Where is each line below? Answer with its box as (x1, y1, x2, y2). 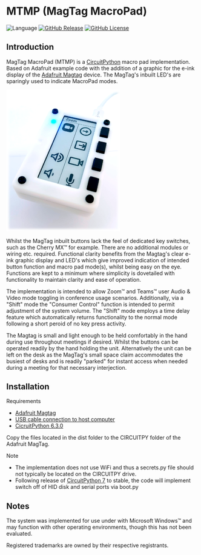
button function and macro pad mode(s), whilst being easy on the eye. (6, 263, 182, 270)
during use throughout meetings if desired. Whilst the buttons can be (6, 338, 179, 346)
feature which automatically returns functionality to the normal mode (6, 313, 177, 321)
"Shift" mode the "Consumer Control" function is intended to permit (6, 301, 175, 308)
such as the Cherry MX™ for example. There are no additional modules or (6, 243, 189, 251)
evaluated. (6, 530, 33, 537)
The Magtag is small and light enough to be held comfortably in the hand (6, 332, 188, 339)
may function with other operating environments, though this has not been (6, 523, 192, 531)
